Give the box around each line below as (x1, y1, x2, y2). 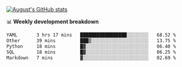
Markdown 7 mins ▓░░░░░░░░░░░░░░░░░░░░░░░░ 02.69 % (6, 55, 176, 61)
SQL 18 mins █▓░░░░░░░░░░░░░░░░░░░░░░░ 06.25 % (6, 49, 176, 55)
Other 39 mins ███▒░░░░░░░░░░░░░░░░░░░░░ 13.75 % (6, 37, 176, 44)
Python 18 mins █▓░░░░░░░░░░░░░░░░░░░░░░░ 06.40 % (6, 43, 176, 49)
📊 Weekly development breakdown (6, 18, 99, 25)
